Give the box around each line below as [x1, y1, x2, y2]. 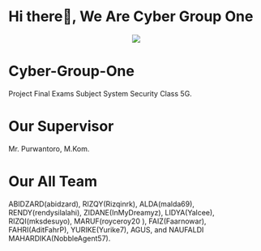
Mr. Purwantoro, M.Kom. [8, 143, 90, 153]
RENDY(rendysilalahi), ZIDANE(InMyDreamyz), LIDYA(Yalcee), [8, 207, 215, 217]
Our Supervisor [8, 117, 114, 136]
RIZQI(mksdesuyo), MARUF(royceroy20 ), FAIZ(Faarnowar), [8, 216, 207, 226]
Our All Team [8, 172, 98, 190]
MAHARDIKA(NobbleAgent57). [8, 233, 111, 243]
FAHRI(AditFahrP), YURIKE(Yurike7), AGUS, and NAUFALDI [8, 224, 204, 234]
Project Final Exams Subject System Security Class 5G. [8, 88, 192, 98]
